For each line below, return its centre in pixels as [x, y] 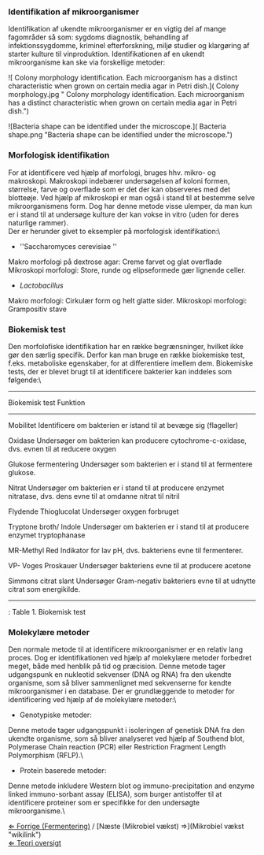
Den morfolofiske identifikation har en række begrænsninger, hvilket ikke [126, 346]
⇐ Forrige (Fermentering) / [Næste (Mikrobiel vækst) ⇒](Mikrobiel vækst [126, 827]
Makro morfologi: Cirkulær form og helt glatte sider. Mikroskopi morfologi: [128, 300]
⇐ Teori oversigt [35, 843]
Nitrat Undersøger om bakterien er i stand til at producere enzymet [116, 488]
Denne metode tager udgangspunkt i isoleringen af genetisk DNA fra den [126, 730]
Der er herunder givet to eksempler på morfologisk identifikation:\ [114, 231]
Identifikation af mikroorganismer [74, 12]
